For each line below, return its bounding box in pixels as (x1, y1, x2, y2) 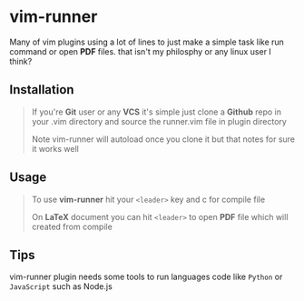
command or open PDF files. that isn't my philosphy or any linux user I (9, 45, 272, 56)
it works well (31, 143, 79, 154)
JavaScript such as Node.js (9, 281, 113, 292)
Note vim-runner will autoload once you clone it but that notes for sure (31, 134, 296, 145)
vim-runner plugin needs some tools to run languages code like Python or (9, 271, 283, 283)
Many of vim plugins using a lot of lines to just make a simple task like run (9, 36, 284, 47)
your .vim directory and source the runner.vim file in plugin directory (31, 115, 288, 126)
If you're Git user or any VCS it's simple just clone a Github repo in (31, 106, 281, 117)
